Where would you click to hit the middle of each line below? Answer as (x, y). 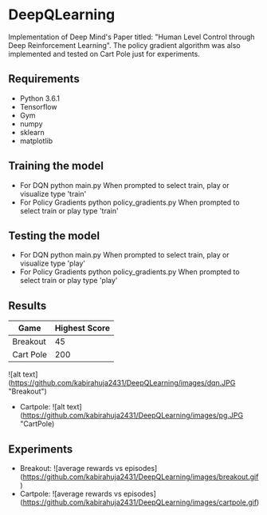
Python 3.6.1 (40, 98)
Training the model (56, 166)
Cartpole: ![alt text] (51, 407)
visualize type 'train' (53, 194)
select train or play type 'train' (69, 210)
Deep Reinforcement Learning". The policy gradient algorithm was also (124, 45)
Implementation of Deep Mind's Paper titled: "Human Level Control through (132, 37)
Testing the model (54, 236)
